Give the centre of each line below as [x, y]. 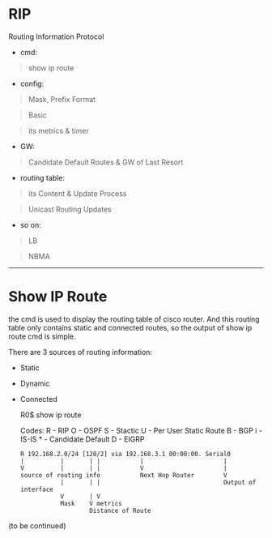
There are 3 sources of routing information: [80, 352]
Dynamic [35, 383]
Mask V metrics [91, 503]
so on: [31, 224]
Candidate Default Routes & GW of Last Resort [106, 162]
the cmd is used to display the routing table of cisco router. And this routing [134, 319]
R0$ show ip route [51, 415]
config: [32, 83]
